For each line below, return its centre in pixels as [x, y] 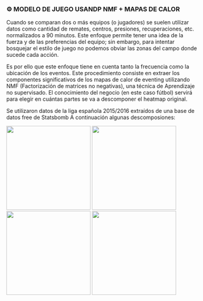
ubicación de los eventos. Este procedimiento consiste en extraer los [93, 73]
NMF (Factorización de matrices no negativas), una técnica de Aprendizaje [101, 86]
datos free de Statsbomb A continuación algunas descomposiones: [91, 117]
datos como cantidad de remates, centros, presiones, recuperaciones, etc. [100, 29]
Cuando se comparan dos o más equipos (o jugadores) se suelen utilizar [98, 23]
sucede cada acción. [33, 55]
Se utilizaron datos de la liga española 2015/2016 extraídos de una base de [101, 111]
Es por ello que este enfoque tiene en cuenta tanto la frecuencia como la [98, 67]
